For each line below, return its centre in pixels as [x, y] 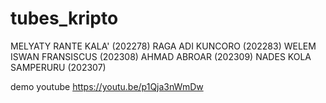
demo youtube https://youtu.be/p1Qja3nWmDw [107, 86]
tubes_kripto [64, 18]
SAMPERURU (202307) [58, 67]
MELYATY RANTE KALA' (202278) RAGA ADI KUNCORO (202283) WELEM [163, 46]
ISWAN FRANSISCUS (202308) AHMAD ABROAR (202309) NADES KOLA [161, 56]
